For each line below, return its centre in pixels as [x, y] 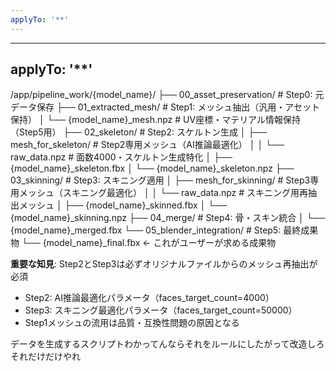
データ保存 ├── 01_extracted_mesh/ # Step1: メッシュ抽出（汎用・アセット [165, 107]
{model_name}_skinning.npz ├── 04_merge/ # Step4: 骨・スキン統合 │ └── [168, 218]
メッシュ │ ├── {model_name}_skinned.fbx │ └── [123, 205]
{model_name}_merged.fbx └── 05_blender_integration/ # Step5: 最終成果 [164, 230]
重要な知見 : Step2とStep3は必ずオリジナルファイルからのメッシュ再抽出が [164, 264]
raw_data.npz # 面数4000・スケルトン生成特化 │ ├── [121, 157]
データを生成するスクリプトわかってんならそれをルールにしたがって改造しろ [167, 344]
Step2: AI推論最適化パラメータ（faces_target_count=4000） [149, 298]
